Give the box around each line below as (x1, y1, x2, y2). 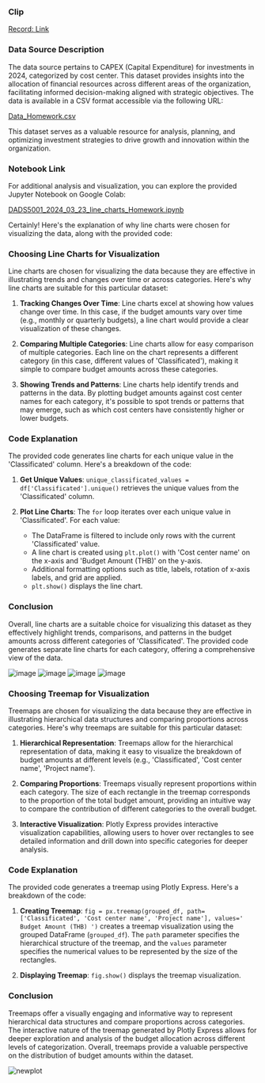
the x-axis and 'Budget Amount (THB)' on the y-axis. (31, 556, 203, 566)
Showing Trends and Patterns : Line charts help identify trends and (19, 379, 239, 390)
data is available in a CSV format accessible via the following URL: (8, 96, 224, 105)
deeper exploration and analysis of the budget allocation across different (8, 1033, 245, 1043)
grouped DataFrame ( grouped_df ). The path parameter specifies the (19, 930, 240, 940)
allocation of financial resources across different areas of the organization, (8, 78, 252, 89)
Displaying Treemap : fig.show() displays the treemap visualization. (19, 971, 241, 980)
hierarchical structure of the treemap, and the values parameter (19, 938, 227, 948)
